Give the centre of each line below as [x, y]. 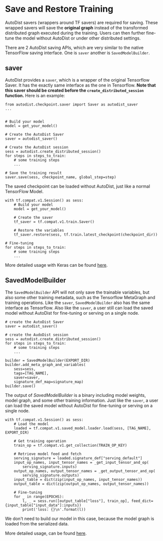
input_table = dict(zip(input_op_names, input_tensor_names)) [78, 479]
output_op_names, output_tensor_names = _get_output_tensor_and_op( [85, 471]
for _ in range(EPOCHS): [39, 497]
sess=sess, [25, 369]
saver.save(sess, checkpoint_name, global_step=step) [61, 177]
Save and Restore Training [59, 9]
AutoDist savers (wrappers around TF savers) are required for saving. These [81, 22]
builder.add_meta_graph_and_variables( [45, 365]
